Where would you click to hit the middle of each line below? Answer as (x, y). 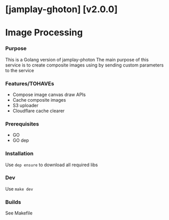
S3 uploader (26, 105)
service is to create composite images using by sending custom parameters (84, 65)
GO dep (21, 140)
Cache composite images (39, 100)
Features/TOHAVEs (30, 83)
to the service (20, 70)
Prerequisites (22, 124)
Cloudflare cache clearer (39, 111)
